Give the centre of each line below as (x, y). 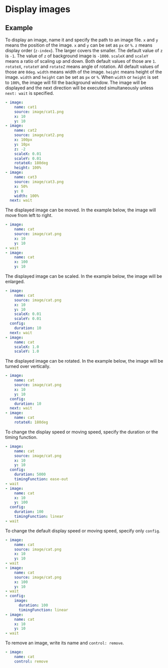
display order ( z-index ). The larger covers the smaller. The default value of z (84, 50)
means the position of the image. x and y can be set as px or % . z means (79, 45)
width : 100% (27, 196)
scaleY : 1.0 (27, 352)
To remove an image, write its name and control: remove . (65, 643)
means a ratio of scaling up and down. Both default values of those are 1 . (81, 61)
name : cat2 (26, 131)
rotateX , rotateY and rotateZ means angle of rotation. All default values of (82, 67)
